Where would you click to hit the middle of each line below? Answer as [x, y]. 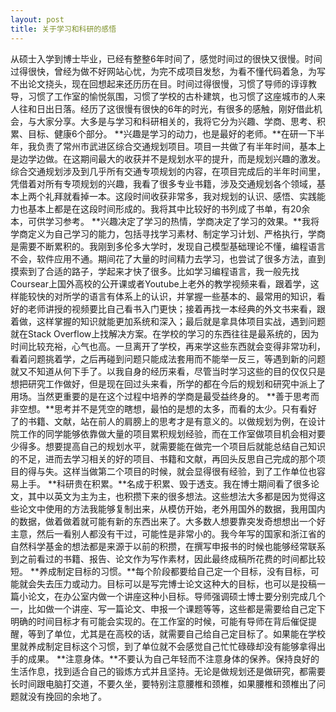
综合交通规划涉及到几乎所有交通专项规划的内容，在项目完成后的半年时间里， [168, 171]
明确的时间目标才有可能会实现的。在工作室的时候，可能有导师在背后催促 [159, 621]
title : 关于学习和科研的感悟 [63, 29]
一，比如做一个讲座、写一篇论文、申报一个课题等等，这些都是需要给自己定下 [168, 608]
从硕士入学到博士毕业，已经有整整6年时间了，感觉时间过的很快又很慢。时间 [166, 58]
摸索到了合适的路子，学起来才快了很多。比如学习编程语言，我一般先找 [155, 271]
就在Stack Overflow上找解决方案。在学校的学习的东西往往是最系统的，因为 [165, 333]
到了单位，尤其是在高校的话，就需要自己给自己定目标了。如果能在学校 [181, 633]
